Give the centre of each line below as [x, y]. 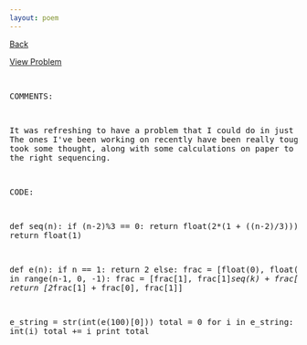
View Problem [36, 61]
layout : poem [34, 18]
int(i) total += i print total [79, 331]
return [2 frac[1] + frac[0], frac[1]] [96, 287]
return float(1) [46, 235]
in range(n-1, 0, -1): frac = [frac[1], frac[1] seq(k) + [140, 278]
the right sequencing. [60, 157]
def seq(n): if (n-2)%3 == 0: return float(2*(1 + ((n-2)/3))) [154, 226]
